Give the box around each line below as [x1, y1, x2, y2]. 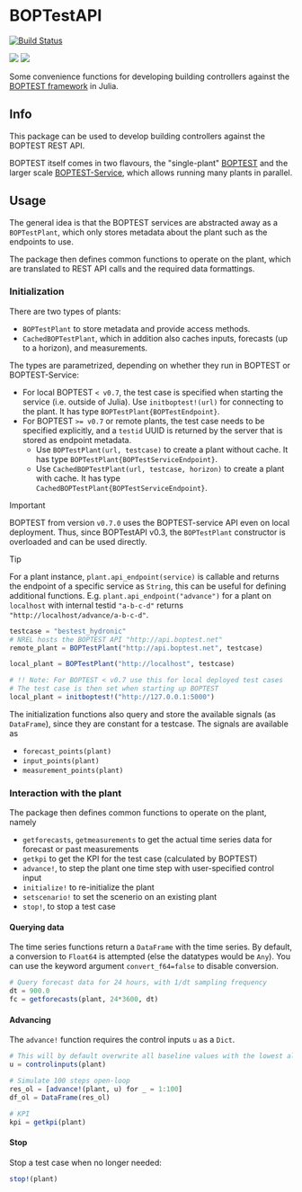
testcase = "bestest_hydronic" [9, 627, 127, 636]
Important [9, 500, 46, 511]
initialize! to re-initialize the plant [22, 882, 155, 893]
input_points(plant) [22, 756, 100, 765]
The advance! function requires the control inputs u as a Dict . [9, 1035, 235, 1045]
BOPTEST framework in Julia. [9, 80, 119, 91]
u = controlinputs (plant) [9, 1060, 106, 1070]
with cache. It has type [35, 473, 121, 484]
